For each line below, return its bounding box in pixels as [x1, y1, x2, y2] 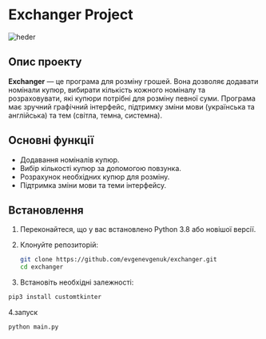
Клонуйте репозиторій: [19, 240, 98, 249]
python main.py [8, 323, 59, 331]
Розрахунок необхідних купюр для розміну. [19, 172, 170, 181]
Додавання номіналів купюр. [19, 154, 120, 165]
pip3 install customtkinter [8, 293, 102, 301]
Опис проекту [8, 55, 82, 69]
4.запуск [8, 308, 38, 317]
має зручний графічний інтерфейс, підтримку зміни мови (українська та [8, 102, 256, 111]
